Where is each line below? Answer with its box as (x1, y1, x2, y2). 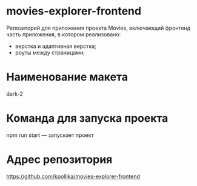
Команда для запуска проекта (6, 111, 169, 125)
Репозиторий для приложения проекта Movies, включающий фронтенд (6, 24, 191, 32)
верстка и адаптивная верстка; (15, 42, 97, 50)
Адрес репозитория (6, 153, 113, 166)
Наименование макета (6, 70, 129, 84)
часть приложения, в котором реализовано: (6, 30, 121, 38)
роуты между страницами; (15, 48, 85, 56)
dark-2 (6, 90, 23, 98)
